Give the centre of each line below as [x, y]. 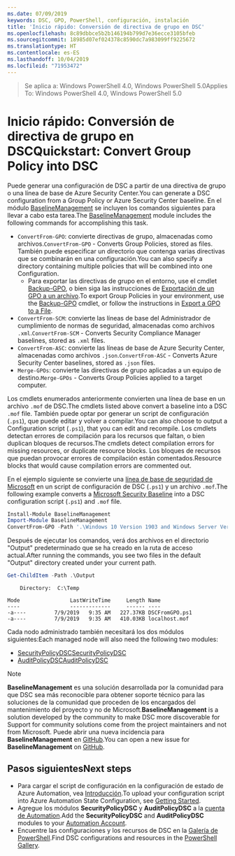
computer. [32, 385]
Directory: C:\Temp [50, 589]
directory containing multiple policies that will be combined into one [115, 266]
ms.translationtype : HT [42, 46]
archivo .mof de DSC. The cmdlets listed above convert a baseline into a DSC [117, 406]
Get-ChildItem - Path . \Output [51, 576]
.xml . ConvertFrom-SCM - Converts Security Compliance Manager [109, 332]
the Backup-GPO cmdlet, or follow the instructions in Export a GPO [124, 303]
